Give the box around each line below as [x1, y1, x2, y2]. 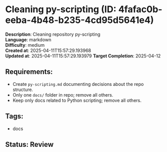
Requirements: [5, 68, 53, 76]
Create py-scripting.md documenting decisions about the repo [12, 81, 144, 87]
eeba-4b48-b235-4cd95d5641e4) [5, 14, 154, 26]
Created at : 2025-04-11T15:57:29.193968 [5, 47, 91, 53]
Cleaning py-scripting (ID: [5, 4, 116, 15]
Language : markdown [5, 37, 52, 43]
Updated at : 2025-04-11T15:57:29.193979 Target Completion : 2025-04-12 [5, 52, 161, 59]
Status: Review [5, 140, 54, 148]
